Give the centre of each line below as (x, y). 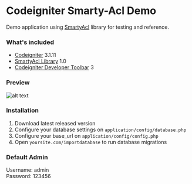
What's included (30, 42)
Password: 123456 (28, 176)
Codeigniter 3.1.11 (35, 55)
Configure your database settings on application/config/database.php (100, 130)
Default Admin (27, 157)
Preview (18, 83)
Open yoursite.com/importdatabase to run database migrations (91, 142)
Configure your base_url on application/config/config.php (86, 135)
